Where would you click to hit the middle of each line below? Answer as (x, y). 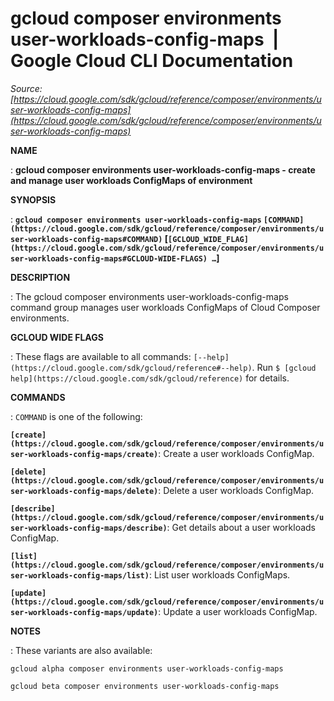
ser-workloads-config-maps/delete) (84, 491)
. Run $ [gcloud (284, 367)
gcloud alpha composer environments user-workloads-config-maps (147, 668)
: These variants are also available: (81, 650)
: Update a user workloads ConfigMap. (238, 611)
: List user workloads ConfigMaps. (219, 574)
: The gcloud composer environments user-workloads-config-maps (149, 296)
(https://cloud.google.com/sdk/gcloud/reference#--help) (131, 368)
